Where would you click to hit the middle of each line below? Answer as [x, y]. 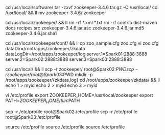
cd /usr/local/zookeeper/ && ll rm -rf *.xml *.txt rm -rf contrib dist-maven [81, 23]
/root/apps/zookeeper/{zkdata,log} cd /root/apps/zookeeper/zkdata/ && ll [82, 80]
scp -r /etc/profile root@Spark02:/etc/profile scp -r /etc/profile [72, 112]
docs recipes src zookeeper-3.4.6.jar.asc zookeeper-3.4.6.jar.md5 [75, 28]
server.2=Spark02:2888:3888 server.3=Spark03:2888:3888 [69, 59]
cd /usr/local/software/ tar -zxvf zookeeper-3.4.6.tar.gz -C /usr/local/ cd [81, 7]
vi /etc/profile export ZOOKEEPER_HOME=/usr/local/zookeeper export [79, 95]
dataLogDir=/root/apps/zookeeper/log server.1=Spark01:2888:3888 [76, 54]
